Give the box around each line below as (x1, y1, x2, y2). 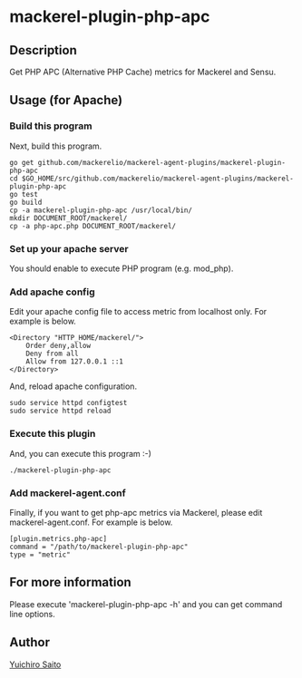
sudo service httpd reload (9, 406, 112, 416)
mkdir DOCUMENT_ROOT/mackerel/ (9, 213, 128, 223)
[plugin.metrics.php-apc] (9, 534, 107, 543)
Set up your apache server (9, 242, 129, 255)
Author (9, 634, 50, 650)
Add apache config (9, 286, 95, 298)
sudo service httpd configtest (9, 399, 128, 408)
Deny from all (25, 349, 79, 359)
